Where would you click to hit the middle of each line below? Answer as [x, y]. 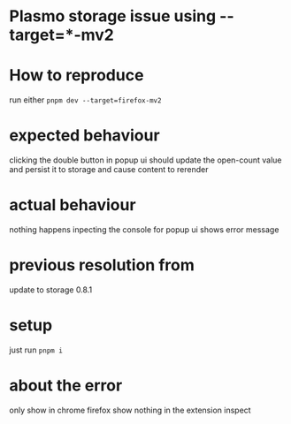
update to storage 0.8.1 [51, 290]
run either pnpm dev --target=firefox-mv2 [85, 100]
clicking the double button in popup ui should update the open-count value [145, 160]
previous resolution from [102, 265]
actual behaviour [73, 205]
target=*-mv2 [62, 35]
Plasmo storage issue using [113, 16]
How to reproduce [77, 76]
